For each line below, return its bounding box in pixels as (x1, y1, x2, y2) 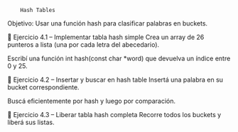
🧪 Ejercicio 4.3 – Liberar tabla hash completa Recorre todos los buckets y (7, 111, 222, 119)
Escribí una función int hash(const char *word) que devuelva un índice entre (7, 54, 231, 62)
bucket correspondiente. (7, 83, 80, 92)
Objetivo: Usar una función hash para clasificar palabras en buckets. (7, 19, 208, 28)
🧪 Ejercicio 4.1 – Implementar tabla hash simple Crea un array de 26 (7, 33, 205, 41)
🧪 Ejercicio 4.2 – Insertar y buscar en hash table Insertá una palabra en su (7, 75, 224, 84)
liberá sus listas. (7, 118, 55, 126)
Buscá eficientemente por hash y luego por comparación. (7, 97, 176, 105)
